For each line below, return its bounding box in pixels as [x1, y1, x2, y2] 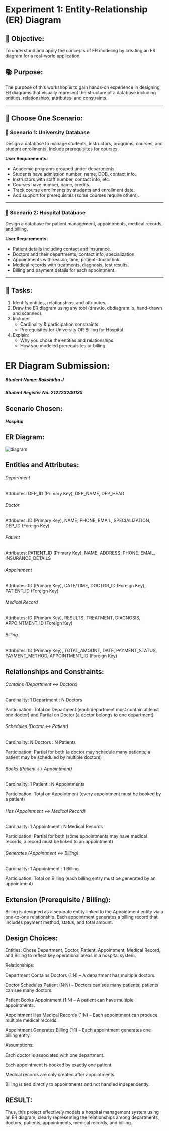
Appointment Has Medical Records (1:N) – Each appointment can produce [5, 1012, 158, 1018]
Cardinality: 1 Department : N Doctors [5, 697, 82, 703]
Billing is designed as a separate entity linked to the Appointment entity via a [5, 909, 163, 915]
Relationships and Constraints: [5, 667, 104, 676]
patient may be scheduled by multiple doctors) [5, 754, 102, 760]
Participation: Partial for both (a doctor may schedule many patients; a [5, 749, 151, 755]
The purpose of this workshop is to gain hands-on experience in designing [5, 84, 160, 90]
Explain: [12, 332, 29, 338]
